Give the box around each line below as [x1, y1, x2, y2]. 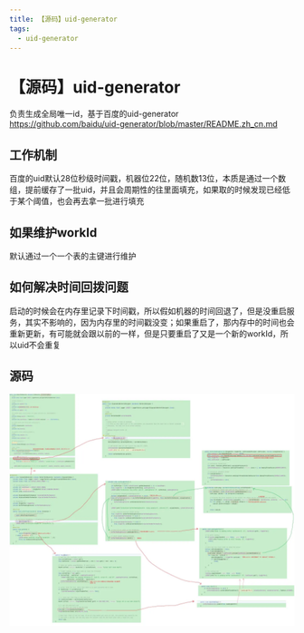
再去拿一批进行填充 [71, 196, 145, 207]
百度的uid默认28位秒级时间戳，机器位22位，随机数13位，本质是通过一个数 [9, 173, 287, 184]
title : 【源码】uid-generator [9, 15, 118, 24]
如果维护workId [9, 225, 98, 240]
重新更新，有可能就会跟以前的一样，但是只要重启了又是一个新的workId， [9, 327, 281, 339]
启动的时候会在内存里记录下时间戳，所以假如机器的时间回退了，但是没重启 [9, 305, 287, 316]
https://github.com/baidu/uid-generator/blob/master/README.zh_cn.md [9, 119, 278, 130]
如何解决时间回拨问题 [9, 279, 128, 295]
